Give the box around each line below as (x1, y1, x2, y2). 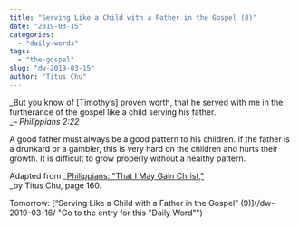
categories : (9, 30, 54, 39)
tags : (9, 47, 30, 56)
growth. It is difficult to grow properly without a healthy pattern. (9, 153, 246, 164)
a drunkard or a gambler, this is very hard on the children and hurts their (9, 143, 278, 154)
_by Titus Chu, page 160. (9, 180, 102, 191)
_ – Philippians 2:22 (9, 116, 80, 127)
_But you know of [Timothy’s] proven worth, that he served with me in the (9, 97, 284, 108)
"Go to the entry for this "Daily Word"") (57, 207, 204, 218)
